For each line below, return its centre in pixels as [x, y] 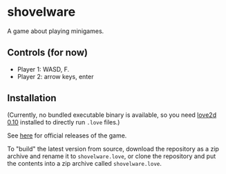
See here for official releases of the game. [67, 135]
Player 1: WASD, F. [43, 69]
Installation [32, 98]
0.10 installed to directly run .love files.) [64, 122]
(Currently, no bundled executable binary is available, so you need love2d [112, 115]
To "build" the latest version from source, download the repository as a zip [113, 149]
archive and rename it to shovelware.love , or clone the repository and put [112, 156]
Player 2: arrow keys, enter [55, 76]
